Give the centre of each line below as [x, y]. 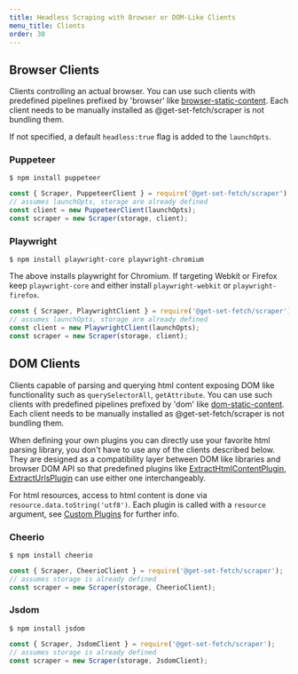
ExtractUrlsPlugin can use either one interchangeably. [108, 478]
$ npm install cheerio [51, 555]
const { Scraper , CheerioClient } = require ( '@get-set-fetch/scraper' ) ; [146, 571]
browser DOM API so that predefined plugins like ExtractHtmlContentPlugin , [148, 468]
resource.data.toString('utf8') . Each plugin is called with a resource [137, 504]
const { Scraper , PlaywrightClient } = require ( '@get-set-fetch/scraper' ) [150, 312]
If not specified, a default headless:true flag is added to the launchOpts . [141, 137]
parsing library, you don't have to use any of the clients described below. [142, 449]
